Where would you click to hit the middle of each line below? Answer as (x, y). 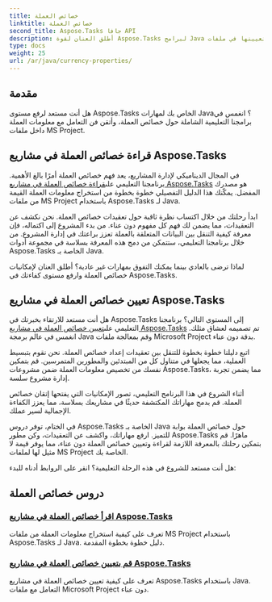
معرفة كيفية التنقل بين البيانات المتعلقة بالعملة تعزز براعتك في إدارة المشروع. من (130, 233)
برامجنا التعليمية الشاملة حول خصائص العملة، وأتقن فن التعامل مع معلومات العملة (131, 121)
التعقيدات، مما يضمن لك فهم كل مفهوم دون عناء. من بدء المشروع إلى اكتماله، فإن (132, 225)
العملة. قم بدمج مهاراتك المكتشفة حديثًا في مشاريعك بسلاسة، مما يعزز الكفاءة (126, 402)
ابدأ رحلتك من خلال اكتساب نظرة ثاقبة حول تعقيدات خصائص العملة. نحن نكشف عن (134, 216)
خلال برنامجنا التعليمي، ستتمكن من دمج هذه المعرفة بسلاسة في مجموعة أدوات (127, 242)
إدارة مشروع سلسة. (40, 378)
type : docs (27, 46)
